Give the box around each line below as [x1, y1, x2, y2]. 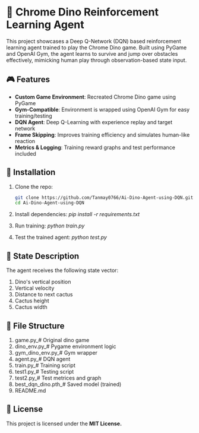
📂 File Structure [6, 321, 65, 331]
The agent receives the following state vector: [6, 267, 119, 274]
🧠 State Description [6, 251, 80, 261]
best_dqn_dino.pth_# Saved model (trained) [14, 380, 122, 388]
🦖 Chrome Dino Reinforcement [6, 5, 159, 19]
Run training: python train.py [14, 222, 85, 229]
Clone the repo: [14, 183, 53, 190]
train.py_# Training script [14, 362, 76, 369]
